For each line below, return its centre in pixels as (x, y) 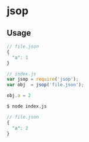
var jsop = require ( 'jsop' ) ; (43, 79)
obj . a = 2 (19, 96)
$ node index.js (27, 106)
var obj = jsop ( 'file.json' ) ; (45, 85)
